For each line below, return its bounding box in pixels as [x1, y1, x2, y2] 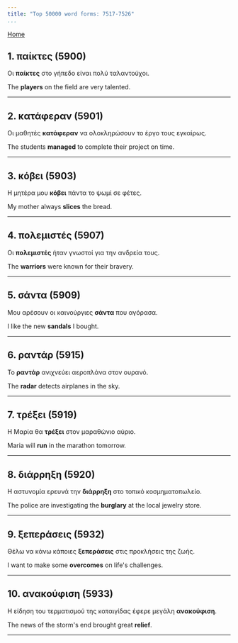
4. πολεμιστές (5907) [7, 230, 105, 242]
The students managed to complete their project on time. [7, 142, 175, 151]
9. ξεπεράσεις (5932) [7, 528, 105, 540]
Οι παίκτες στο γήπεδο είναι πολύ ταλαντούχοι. [7, 69, 150, 78]
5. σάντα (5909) [7, 289, 81, 301]
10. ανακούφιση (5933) [7, 588, 113, 600]
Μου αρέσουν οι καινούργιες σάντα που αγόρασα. [7, 308, 158, 316]
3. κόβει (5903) [7, 169, 76, 181]
